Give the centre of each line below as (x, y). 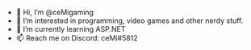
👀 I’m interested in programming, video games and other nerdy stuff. (130, 21)
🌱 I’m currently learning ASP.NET (71, 29)
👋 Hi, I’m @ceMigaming (55, 12)
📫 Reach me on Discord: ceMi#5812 (77, 38)
